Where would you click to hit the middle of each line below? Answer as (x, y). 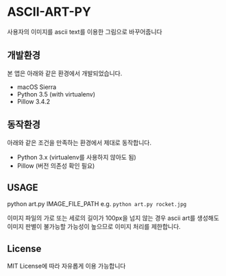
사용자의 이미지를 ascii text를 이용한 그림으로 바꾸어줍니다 (85, 32)
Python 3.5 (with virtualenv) (56, 94)
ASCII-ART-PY (49, 12)
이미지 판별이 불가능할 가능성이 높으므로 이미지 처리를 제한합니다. (94, 227)
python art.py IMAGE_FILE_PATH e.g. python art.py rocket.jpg (97, 204)
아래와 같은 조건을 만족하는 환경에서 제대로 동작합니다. (79, 142)
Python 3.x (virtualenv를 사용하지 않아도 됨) (77, 157)
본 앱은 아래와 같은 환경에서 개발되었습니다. (65, 73)
